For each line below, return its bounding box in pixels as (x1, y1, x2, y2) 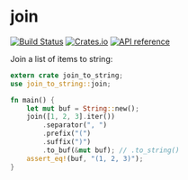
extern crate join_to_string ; (10, 70, 124, 80)
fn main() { (10, 95, 55, 104)
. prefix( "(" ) (42, 129, 92, 139)
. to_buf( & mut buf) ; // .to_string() (42, 146, 180, 155)
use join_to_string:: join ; (10, 79, 112, 88)
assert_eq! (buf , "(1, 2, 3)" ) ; (26, 154, 144, 163)
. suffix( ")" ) (42, 138, 92, 147)
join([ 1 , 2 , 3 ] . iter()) (26, 112, 116, 121)
